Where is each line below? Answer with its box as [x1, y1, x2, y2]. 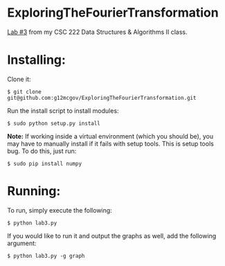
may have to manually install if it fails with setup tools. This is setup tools [7, 139, 215, 148]
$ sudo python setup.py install [7, 120, 100, 127]
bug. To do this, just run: [7, 147, 77, 155]
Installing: [7, 52, 66, 68]
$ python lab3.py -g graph [7, 252, 85, 259]
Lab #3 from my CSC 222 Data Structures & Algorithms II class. [7, 28, 188, 36]
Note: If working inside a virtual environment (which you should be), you [7, 132, 213, 140]
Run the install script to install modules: [7, 106, 119, 115]
